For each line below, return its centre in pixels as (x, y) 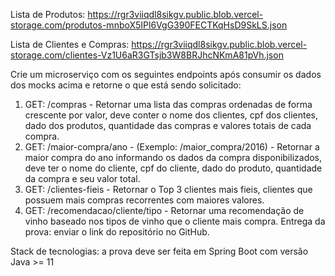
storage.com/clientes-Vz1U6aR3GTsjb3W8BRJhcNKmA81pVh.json (147, 55)
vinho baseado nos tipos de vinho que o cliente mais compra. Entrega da (175, 221)
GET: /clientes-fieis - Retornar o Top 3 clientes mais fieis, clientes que (168, 189)
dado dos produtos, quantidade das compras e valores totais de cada (168, 125)
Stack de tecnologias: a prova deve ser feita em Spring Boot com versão (159, 251)
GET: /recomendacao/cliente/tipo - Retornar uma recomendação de (164, 210)
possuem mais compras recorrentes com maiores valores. (144, 200)
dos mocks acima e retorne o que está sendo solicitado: (126, 85)
